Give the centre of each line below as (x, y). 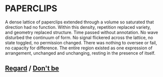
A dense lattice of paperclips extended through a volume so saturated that (80, 22)
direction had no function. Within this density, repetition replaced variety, (78, 27)
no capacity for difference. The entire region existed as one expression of (79, 48)
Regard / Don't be (32, 68)
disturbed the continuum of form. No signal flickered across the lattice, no (79, 38)
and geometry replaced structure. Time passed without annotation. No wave (81, 32)
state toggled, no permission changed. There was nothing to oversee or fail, (81, 42)
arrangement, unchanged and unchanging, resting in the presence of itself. (80, 53)
